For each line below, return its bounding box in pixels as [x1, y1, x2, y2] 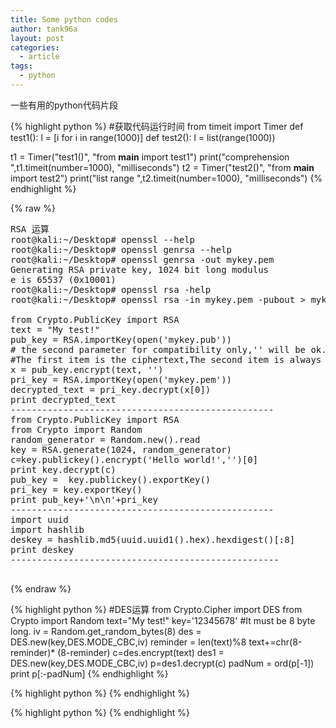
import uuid [10, 514, 69, 525]
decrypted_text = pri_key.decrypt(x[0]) [10, 384, 212, 395]
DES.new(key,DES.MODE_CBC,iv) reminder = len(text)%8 [10, 636, 247, 648]
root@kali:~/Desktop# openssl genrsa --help [10, 244, 233, 255]
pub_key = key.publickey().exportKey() [10, 474, 212, 485]
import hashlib [10, 524, 85, 535]
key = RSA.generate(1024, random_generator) [10, 444, 233, 455]
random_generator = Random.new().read [10, 434, 201, 445]
